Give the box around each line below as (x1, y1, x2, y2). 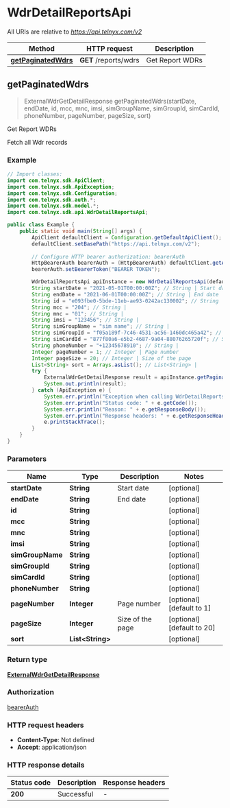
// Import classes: (7, 171, 63, 178)
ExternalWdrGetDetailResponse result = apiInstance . (43, 374, 197, 381)
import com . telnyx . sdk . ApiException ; (7, 183, 115, 190)
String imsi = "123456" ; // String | (31, 317, 139, 324)
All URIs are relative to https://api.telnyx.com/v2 (7, 27, 142, 36)
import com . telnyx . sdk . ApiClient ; (7, 177, 106, 184)
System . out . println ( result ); (43, 381, 127, 388)
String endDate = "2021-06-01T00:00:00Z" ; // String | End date (31, 291, 219, 298)
